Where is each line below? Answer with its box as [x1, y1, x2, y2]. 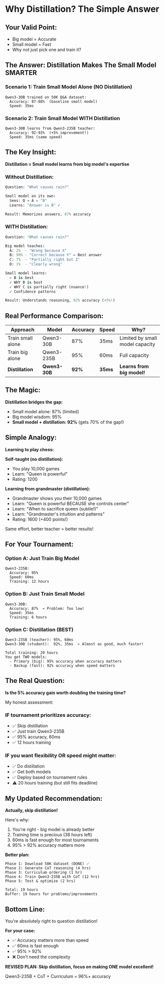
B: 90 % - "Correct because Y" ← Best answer [9, 253, 102, 258]
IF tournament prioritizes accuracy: [5, 711, 91, 718]
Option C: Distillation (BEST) [5, 626, 74, 633]
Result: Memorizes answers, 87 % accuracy [5, 211, 91, 217]
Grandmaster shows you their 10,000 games [12, 495, 102, 501]
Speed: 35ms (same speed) [9, 134, 63, 139]
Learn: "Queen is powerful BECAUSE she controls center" [12, 500, 129, 507]
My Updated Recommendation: [5, 794, 103, 803]
